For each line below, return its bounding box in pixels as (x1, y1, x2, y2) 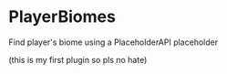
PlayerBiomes (8, 6, 116, 27)
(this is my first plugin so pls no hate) (8, 54, 148, 65)
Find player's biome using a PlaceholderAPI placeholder (8, 37, 219, 48)
